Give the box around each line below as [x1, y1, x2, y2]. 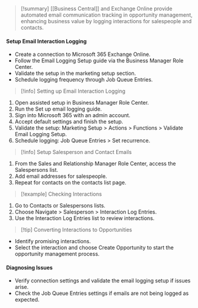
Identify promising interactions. [14, 238, 91, 245]
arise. [14, 284, 29, 291]
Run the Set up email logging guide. [14, 105, 102, 112]
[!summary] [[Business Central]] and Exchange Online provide [20, 5, 173, 12]
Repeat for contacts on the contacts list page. [14, 179, 126, 186]
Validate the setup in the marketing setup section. [14, 70, 136, 77]
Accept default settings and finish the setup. [14, 118, 123, 125]
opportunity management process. [14, 250, 100, 257]
